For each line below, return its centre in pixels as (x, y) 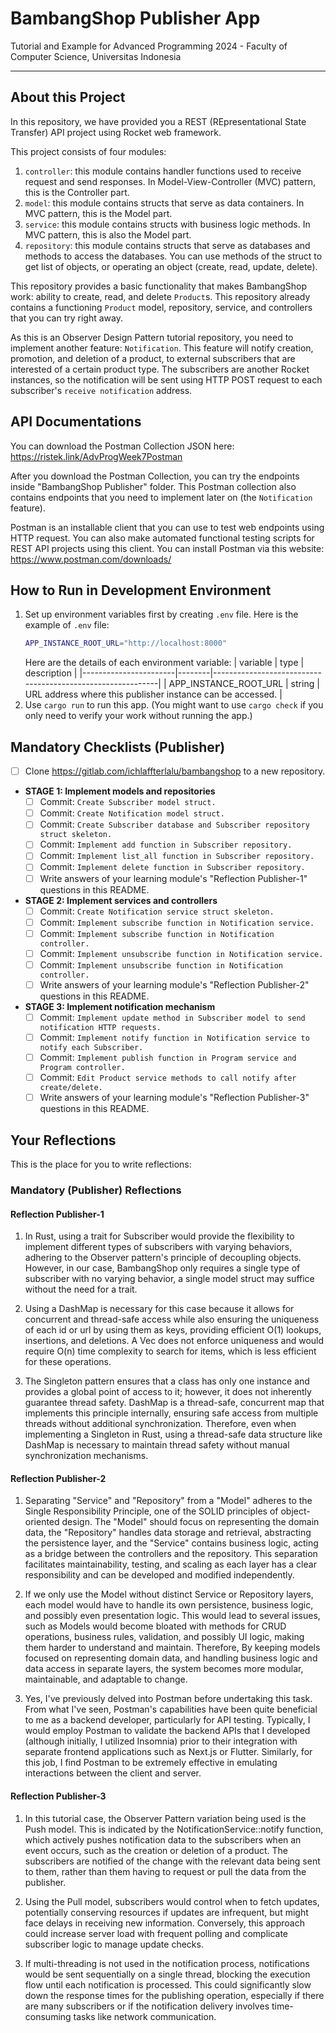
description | (51, 673)
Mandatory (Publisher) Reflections (96, 1190)
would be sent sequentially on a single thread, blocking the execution (167, 1974)
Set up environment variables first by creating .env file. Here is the (161, 614)
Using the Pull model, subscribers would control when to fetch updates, (172, 1901)
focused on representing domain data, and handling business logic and (171, 1658)
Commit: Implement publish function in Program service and (168, 1058)
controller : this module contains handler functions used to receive (163, 171)
